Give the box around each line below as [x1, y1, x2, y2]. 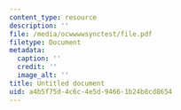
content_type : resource [9, 12, 98, 22]
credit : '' [17, 63, 58, 72]
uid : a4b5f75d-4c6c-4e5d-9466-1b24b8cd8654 [9, 87, 173, 96]
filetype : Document [9, 37, 82, 47]
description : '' [9, 21, 69, 30]
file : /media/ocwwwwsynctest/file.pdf [9, 29, 153, 38]
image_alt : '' [17, 71, 69, 80]
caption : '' [17, 54, 62, 63]
